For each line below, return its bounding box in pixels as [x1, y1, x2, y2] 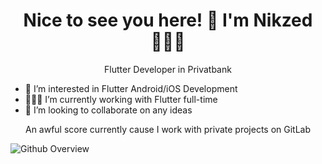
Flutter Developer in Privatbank [104, 63, 232, 75]
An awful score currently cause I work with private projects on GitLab [24, 123, 312, 135]
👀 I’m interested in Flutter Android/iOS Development [24, 82, 238, 94]
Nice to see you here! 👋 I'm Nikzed [23, 9, 313, 32]
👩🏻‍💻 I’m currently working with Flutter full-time [24, 93, 218, 105]
